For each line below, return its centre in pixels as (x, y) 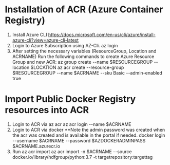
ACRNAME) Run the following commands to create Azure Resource (83, 56)
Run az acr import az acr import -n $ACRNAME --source (72, 151)
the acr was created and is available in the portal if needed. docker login (89, 135)
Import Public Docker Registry (70, 99)
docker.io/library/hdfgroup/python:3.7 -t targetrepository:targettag (82, 157)
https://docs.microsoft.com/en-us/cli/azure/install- (102, 34)
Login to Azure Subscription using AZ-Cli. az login (65, 45)
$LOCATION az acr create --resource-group (77, 67)
